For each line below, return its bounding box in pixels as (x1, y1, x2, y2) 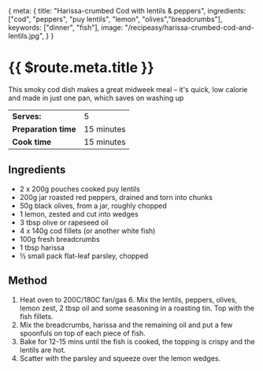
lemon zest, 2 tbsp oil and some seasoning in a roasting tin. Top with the (19, 303, 254, 313)
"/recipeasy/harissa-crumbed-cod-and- (124, 23, 254, 32)
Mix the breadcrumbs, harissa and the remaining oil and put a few (19, 320, 233, 329)
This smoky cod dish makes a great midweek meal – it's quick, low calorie (8, 84, 248, 94)
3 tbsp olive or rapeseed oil (19, 217, 109, 227)
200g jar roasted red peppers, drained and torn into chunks (19, 192, 213, 202)
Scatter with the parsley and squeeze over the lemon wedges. (19, 353, 221, 363)
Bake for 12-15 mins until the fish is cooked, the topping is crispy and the (19, 336, 255, 346)
